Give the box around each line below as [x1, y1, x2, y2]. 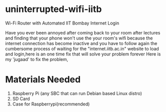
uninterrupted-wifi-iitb [5, 3, 102, 15]
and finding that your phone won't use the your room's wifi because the [5, 35, 153, 41]
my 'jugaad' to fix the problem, [5, 56, 68, 62]
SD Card [12, 95, 30, 101]
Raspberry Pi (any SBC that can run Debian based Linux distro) [12, 90, 142, 96]
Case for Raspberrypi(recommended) [12, 101, 90, 107]
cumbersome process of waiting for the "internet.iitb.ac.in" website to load [5, 45, 159, 51]
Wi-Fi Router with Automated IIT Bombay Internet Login [5, 20, 119, 26]
